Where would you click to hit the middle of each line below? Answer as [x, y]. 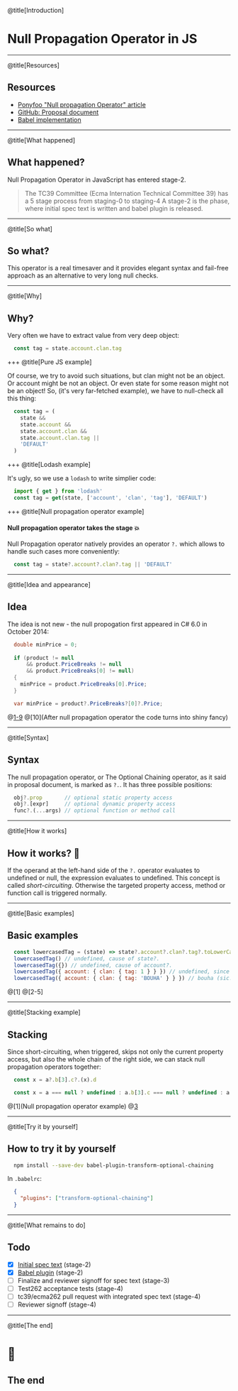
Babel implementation [49, 119]
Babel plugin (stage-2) [50, 1272]
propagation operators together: [54, 1067]
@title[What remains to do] [47, 1225]
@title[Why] [25, 296]
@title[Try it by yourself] [43, 1126]
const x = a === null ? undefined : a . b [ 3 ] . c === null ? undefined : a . [123, 1092]
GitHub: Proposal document [58, 112]
